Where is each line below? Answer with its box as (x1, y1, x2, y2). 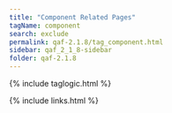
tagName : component (9, 21, 81, 30)
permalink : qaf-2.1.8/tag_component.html (9, 37, 164, 47)
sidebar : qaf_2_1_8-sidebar (9, 46, 113, 55)
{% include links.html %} (9, 95, 99, 106)
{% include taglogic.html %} (9, 79, 112, 88)
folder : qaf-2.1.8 (9, 54, 77, 63)
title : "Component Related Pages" (9, 12, 137, 22)
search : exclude (9, 29, 69, 38)
